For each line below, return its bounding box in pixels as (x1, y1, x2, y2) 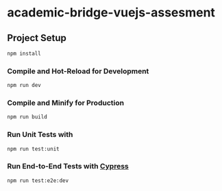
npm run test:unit (7, 145, 60, 152)
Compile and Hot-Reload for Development (7, 66, 149, 76)
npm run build (7, 114, 48, 120)
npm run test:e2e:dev (7, 177, 69, 184)
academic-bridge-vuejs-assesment (7, 5, 216, 21)
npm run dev (7, 82, 41, 89)
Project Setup (7, 32, 67, 44)
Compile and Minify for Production (7, 98, 125, 107)
